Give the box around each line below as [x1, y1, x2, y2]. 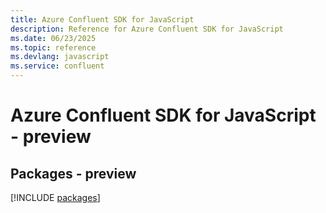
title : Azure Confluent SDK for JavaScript [10, 14, 195, 25]
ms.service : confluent [10, 61, 105, 71]
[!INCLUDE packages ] [10, 192, 101, 203]
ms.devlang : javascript [10, 52, 110, 62]
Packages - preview [10, 165, 137, 182]
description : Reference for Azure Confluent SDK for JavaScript [10, 24, 284, 34]
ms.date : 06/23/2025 [10, 33, 97, 43]
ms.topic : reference [10, 42, 97, 53]
